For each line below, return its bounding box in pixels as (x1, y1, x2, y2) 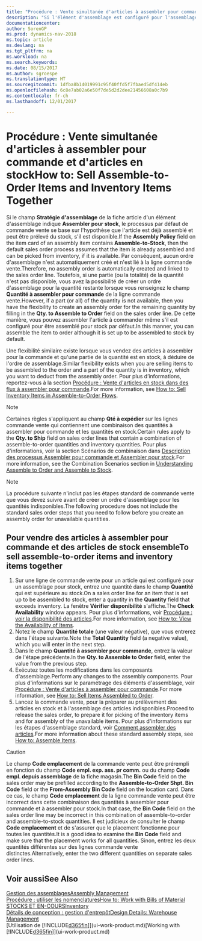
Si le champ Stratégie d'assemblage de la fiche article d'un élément (6, 213, 176, 220)
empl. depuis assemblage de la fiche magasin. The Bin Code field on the (6, 773, 186, 780)
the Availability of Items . (14, 622, 75, 629)
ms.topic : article (6, 37, 52, 43)
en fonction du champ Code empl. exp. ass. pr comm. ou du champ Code (6, 766, 191, 774)
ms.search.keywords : (6, 59, 58, 65)
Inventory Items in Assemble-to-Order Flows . (6, 392, 118, 399)
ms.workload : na (6, 54, 47, 60)
